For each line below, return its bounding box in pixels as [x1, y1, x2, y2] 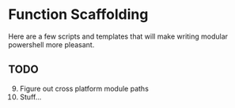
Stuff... [19, 92, 42, 102]
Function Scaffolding [8, 6, 149, 24]
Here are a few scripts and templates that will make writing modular [8, 32, 228, 41]
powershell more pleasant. [8, 39, 95, 49]
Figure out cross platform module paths [19, 84, 149, 93]
